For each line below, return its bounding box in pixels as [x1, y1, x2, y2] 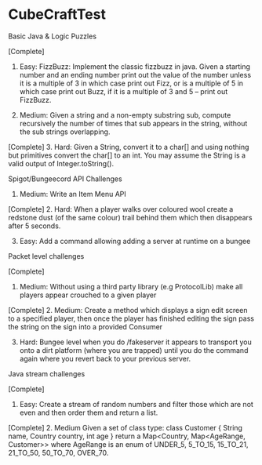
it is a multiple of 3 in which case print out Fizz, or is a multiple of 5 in [19, 78, 244, 88]
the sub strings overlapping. [19, 127, 111, 136]
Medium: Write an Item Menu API [19, 189, 127, 198]
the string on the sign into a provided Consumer [8, 322, 163, 331]
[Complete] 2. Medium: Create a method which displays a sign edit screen [8, 305, 248, 314]
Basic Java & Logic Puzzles [8, 31, 96, 41]
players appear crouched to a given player [19, 290, 157, 300]
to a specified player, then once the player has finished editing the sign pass [8, 314, 255, 323]
